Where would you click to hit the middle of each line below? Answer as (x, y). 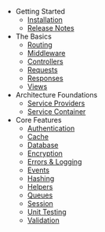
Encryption (45, 153)
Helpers (40, 187)
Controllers (45, 61)
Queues (40, 195)
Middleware (46, 53)
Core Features (38, 120)
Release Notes (51, 28)
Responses (45, 78)
